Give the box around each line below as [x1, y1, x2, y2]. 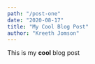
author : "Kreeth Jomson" [7, 29, 80, 37]
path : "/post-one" [7, 10, 61, 17]
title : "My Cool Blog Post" [7, 23, 89, 30]
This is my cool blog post [7, 49, 80, 57]
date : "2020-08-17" [7, 17, 64, 24]
